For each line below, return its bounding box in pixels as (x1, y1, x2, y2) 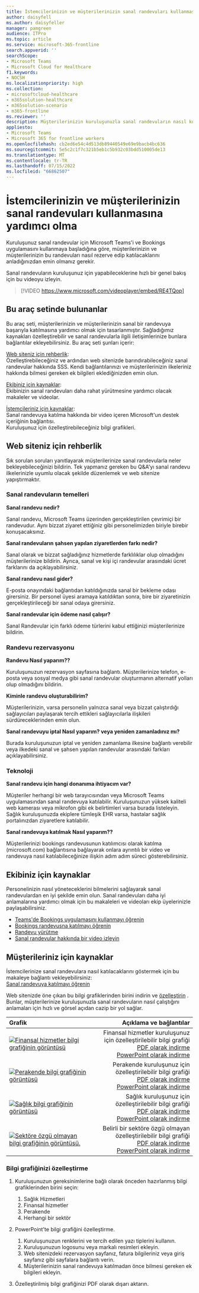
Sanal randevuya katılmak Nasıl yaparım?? (6, 829, 113, 836)
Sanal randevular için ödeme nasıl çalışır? (6, 610, 111, 617)
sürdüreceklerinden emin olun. (6, 716, 81, 724)
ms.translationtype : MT (6, 152, 65, 158)
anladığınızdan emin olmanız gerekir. (6, 257, 95, 265)
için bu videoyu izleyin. (6, 275, 62, 282)
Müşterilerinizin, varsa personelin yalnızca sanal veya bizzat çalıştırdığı (6, 704, 179, 711)
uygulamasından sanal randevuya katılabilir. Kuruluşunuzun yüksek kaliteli (6, 798, 187, 805)
